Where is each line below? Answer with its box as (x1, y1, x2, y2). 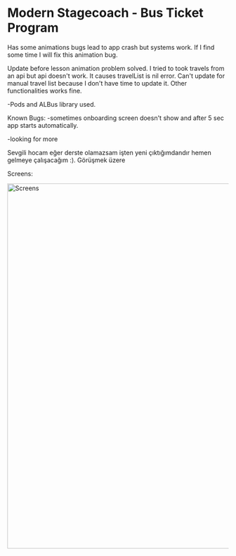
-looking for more (7, 135, 58, 143)
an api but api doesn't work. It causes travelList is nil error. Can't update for (7, 72, 225, 80)
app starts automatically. (7, 121, 79, 129)
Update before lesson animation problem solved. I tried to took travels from (7, 64, 225, 72)
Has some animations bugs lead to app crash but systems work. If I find (7, 43, 215, 51)
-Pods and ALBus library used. (7, 100, 96, 108)
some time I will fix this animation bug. (7, 51, 118, 59)
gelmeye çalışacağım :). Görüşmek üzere (7, 156, 126, 164)
